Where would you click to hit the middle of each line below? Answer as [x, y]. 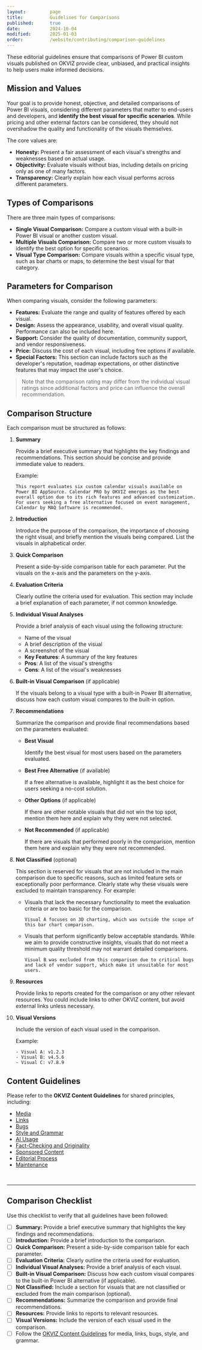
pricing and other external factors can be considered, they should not [93, 122]
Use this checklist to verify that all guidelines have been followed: [88, 1215]
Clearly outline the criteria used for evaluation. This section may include [104, 596]
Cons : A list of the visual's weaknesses [73, 670]
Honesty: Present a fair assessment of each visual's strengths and [98, 152]
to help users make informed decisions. [55, 70]
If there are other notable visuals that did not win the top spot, [101, 812]
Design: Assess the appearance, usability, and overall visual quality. [100, 325]
